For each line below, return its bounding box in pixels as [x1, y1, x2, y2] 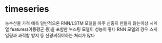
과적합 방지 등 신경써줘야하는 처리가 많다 [18, 32, 95, 38]
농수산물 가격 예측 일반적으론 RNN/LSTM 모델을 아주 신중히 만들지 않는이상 [5, 20, 149, 26]
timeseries [5, 3, 49, 15]
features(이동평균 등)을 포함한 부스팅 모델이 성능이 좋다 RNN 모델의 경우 [10, 26, 148, 32]
